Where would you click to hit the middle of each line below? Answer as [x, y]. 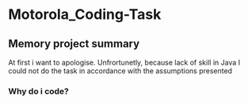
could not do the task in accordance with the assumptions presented [120, 71]
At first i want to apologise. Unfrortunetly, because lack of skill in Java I [124, 62]
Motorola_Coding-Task [85, 15]
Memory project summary [74, 44]
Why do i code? [39, 91]
